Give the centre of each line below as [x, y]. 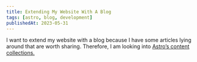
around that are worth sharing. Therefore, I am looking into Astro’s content [98, 46]
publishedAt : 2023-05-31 [37, 23]
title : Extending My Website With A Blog [59, 12]
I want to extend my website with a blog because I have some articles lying [99, 40]
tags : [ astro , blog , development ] [50, 17]
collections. [20, 53]
